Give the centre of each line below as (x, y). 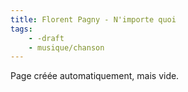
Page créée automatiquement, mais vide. (95, 76)
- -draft (46, 38)
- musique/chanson (66, 47)
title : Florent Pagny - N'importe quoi (93, 19)
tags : (21, 29)
